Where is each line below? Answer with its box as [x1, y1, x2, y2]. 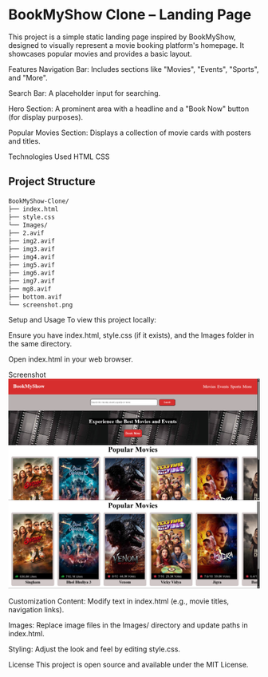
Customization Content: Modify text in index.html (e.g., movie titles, [8, 596, 230, 606]
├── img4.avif [8, 253, 56, 261]
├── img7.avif [8, 277, 56, 285]
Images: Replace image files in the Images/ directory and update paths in [8, 620, 249, 630]
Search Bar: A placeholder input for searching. [8, 88, 161, 97]
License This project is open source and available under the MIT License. [8, 660, 249, 670]
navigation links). [8, 605, 65, 615]
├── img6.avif [8, 269, 56, 277]
